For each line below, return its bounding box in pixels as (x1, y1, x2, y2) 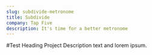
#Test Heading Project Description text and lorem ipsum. (6, 42, 147, 49)
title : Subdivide (6, 14, 50, 20)
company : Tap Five (6, 20, 52, 26)
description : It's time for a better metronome (6, 25, 128, 32)
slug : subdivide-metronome (6, 8, 74, 15)
